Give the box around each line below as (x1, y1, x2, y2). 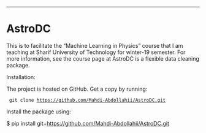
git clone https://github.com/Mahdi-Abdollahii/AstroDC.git (9, 97, 166, 103)
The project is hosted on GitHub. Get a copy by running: (6, 85, 148, 93)
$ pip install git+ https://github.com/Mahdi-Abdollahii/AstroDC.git (6, 120, 170, 127)
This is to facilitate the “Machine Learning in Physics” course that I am (6, 42, 183, 49)
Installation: (6, 73, 36, 80)
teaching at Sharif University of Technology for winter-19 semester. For (6, 48, 186, 56)
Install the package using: (6, 108, 72, 115)
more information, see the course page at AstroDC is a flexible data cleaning (6, 55, 199, 62)
